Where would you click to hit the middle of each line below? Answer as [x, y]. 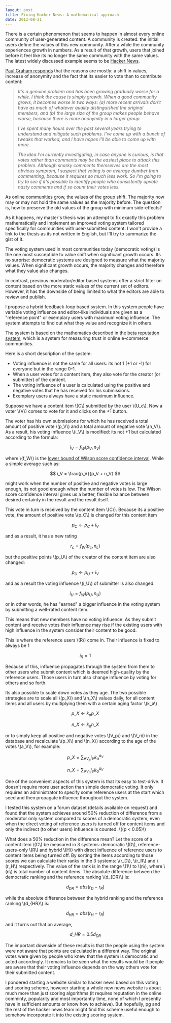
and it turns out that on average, [39, 924]
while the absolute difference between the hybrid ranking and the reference [84, 898]
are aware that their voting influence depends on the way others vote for [81, 967]
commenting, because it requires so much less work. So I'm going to [89, 176]
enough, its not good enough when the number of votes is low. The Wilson [83, 489]
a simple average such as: [32, 464]
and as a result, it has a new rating [41, 536]
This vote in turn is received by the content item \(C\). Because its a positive [84, 509]
